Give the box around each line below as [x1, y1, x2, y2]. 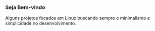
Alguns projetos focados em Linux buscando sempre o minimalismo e [5, 15, 150, 21]
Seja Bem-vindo [5, 4, 45, 11]
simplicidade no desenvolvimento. [5, 20, 77, 26]
